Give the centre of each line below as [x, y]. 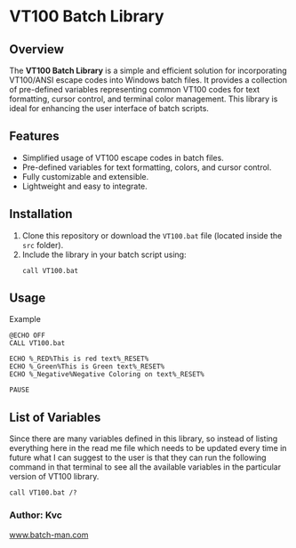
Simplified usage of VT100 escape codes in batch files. [123, 157]
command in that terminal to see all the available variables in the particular [145, 467]
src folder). [43, 245]
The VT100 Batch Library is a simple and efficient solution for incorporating [148, 70]
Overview [37, 49]
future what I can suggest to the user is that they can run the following [138, 458]
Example [25, 319]
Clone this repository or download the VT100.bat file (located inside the [152, 235]
